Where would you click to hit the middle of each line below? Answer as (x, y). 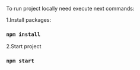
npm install (23, 34)
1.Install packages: (29, 20)
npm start (20, 61)
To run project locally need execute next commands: (70, 9)
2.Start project (24, 46)
